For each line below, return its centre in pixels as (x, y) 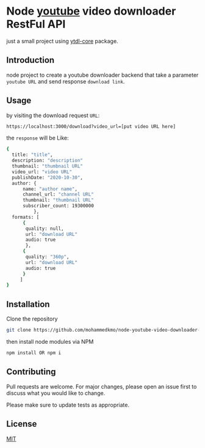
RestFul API (36, 24)
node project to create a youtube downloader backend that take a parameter (103, 75)
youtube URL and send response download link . (66, 81)
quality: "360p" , (47, 257)
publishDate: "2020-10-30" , (48, 177)
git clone (19, 330)
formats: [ (26, 217)
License (22, 424)
